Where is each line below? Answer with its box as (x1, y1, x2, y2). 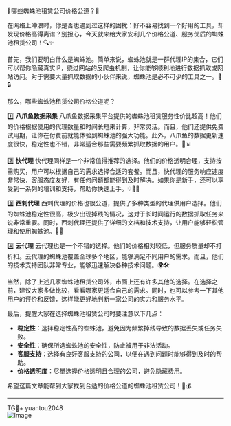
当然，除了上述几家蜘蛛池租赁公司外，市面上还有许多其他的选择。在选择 (7, 278, 212, 286)
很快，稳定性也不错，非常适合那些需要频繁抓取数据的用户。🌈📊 (12, 140, 192, 148)
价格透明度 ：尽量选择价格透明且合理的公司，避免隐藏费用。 (16, 367, 186, 375)
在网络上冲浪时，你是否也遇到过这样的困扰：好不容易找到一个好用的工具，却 (7, 21, 224, 30)
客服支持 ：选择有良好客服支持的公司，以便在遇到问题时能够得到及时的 (16, 350, 217, 358)
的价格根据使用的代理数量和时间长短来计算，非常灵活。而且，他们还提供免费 (7, 123, 224, 131)
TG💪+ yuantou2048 (7, 404, 63, 412)
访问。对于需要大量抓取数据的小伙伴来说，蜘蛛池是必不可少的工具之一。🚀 (12, 72, 222, 80)
